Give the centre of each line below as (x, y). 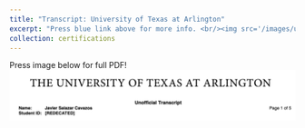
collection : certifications (63, 38)
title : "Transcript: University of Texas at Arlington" (117, 19)
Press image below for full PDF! (68, 65)
